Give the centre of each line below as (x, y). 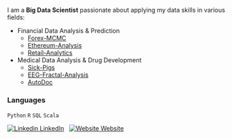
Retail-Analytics (50, 53)
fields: (16, 17)
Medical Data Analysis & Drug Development (79, 60)
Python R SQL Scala (33, 116)
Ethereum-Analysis (55, 45)
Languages (27, 100)
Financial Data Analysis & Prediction (68, 31)
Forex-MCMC (47, 38)
